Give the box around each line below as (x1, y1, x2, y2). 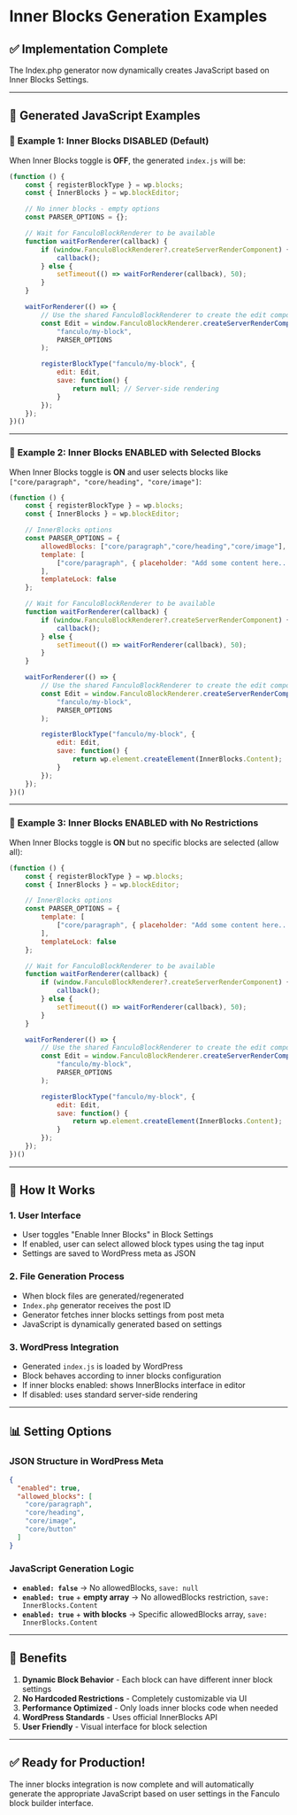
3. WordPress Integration (9, 1340, 119, 1353)
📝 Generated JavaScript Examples (9, 108, 201, 123)
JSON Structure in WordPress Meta (9, 1455, 164, 1468)
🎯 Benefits (9, 1650, 68, 1666)
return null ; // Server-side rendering (72, 384, 219, 393)
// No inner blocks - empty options (25, 205, 161, 213)
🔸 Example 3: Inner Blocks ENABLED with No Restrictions (9, 817, 259, 829)
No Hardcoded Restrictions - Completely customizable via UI (21, 1693, 247, 1703)
